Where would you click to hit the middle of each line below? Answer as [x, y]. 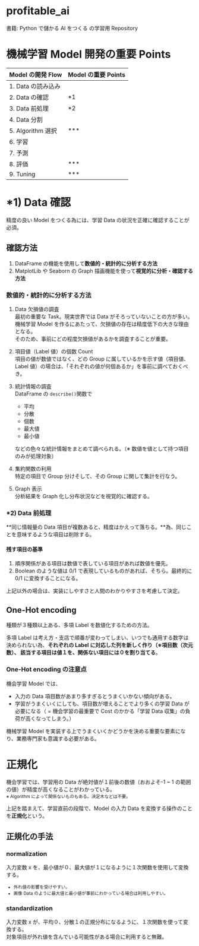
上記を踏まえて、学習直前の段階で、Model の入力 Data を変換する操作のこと [99, 808]
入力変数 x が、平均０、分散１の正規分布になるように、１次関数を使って [95, 922]
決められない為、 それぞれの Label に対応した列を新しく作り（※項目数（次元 [99, 645]
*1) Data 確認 [39, 203]
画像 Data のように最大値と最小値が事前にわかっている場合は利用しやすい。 [91, 894]
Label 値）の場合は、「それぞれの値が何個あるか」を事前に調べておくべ [101, 366]
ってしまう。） [58, 718]
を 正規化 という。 [27, 816]
